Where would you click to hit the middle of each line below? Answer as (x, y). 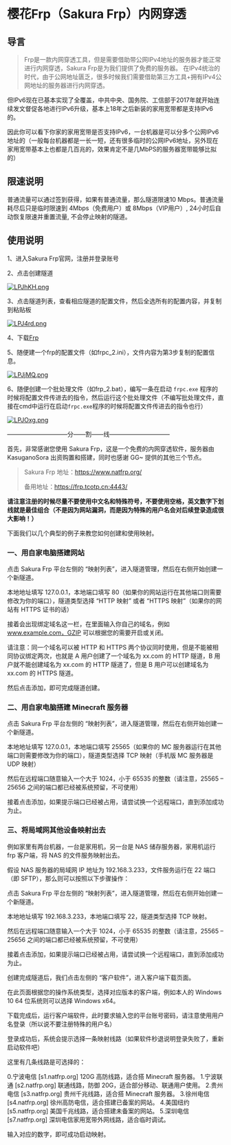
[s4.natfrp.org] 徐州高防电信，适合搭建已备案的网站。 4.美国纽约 (99, 1102)
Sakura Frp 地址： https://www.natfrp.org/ (83, 472)
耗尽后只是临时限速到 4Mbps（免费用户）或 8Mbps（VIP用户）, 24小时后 (111, 208)
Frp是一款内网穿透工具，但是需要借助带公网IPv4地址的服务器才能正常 (122, 60)
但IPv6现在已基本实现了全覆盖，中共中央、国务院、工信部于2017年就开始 (111, 100)
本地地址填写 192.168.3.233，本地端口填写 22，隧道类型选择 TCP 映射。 (109, 916)
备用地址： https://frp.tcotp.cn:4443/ (76, 486)
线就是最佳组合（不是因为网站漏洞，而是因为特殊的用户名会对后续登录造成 (112, 510)
